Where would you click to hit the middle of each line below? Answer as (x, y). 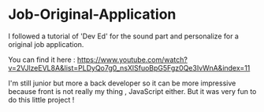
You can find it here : (42, 60)
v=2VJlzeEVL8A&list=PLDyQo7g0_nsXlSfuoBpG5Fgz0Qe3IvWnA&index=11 (129, 67)
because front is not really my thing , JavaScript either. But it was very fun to (132, 91)
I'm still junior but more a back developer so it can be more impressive (122, 83)
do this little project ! (41, 99)
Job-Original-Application (92, 14)
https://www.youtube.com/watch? (132, 60)
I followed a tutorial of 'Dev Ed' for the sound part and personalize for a (123, 36)
